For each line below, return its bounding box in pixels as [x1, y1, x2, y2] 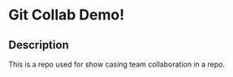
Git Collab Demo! [8, 6, 125, 24]
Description [8, 38, 69, 52]
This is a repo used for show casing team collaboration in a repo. [8, 59, 226, 69]
